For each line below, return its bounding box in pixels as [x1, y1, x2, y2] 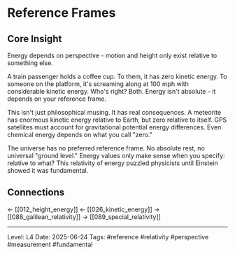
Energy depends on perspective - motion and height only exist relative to [7, 51, 218, 59]
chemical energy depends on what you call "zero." [7, 131, 152, 139]
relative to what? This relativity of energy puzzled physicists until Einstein [7, 159, 218, 167]
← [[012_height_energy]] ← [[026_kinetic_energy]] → [7, 205, 160, 213]
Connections [7, 187, 65, 199]
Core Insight [7, 33, 62, 45]
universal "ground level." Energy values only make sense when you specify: [7, 152, 225, 160]
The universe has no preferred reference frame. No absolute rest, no [7, 144, 205, 152]
